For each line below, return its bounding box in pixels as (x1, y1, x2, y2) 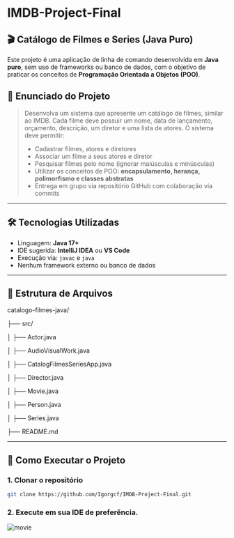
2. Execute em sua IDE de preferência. (7, 507, 139, 517)
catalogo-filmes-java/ (7, 306, 70, 314)
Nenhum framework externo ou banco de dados (17, 261, 156, 269)
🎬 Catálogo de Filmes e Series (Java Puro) (7, 33, 194, 45)
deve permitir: (24, 131, 65, 139)
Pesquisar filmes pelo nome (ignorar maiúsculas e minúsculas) (34, 159, 214, 168)
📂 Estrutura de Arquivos (7, 288, 114, 300)
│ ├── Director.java (7, 374, 64, 382)
